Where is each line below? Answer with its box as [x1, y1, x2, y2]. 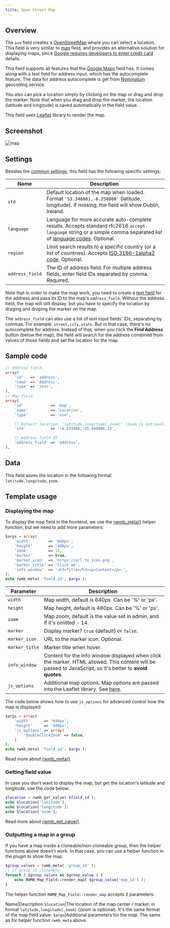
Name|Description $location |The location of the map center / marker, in [5, 901, 155, 907]
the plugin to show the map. [5, 854, 64, 860]
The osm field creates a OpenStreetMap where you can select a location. [5, 39, 155, 46]
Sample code [5, 352, 48, 360]
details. [5, 56, 21, 62]
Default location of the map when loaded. [46, 189, 145, 196]
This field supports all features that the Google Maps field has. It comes [5, 65, 154, 71]
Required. [46, 277, 70, 284]
